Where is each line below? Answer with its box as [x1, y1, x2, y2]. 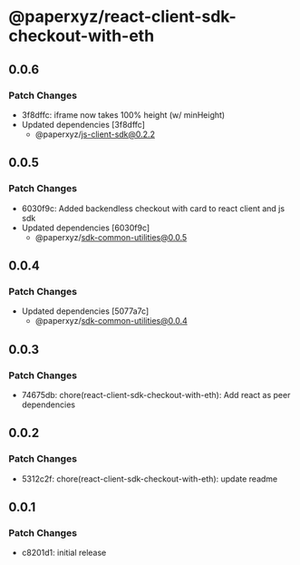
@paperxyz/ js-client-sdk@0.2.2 [34, 129, 156, 140]
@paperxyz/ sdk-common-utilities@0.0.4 [34, 316, 188, 326]
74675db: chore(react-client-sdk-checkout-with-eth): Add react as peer [21, 389, 291, 400]
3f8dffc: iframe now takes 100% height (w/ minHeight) [21, 109, 226, 120]
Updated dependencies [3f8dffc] [21, 119, 146, 130]
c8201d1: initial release [21, 547, 107, 559]
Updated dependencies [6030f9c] [21, 222, 150, 233]
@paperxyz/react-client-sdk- [8, 6, 237, 27]
